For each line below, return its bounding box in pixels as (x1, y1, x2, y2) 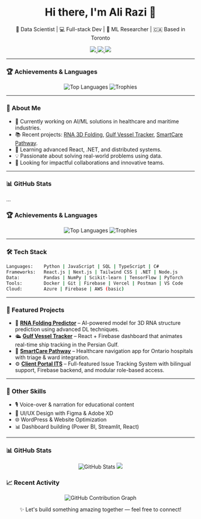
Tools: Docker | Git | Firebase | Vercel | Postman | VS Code (6, 280, 184, 286)
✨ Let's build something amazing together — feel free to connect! (19, 506, 182, 513)
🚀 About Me (6, 104, 41, 113)
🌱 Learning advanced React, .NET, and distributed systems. (14, 146, 162, 153)
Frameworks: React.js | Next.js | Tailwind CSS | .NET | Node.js (6, 269, 178, 275)
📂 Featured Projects (6, 306, 65, 314)
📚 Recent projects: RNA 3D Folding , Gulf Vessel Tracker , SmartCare (14, 131, 184, 138)
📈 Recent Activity (6, 478, 60, 487)
